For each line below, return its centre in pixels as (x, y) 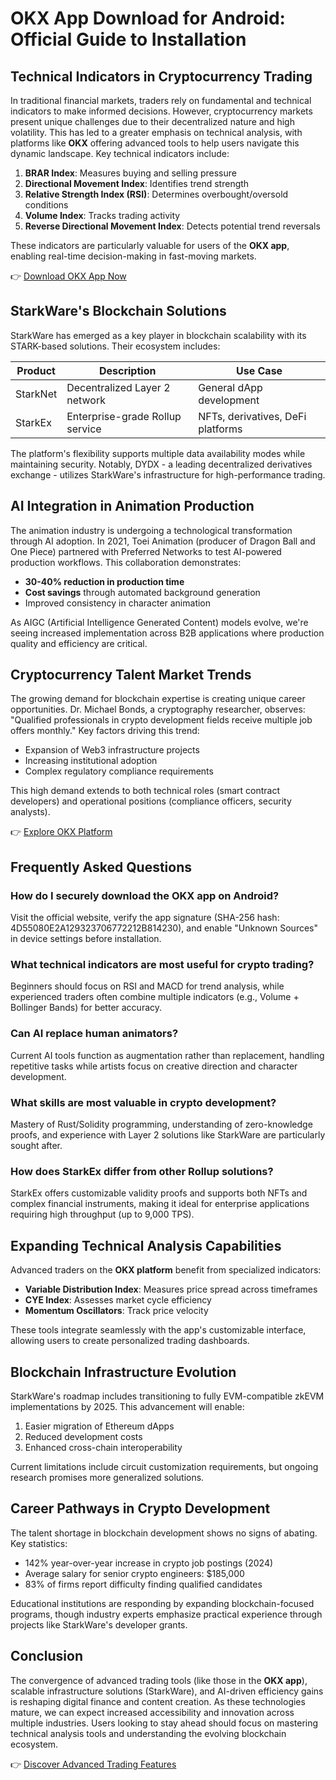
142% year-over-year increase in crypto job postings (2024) (149, 1563)
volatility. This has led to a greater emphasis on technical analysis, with (156, 132)
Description (127, 370)
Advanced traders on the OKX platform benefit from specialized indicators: (166, 1270)
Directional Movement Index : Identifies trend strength (137, 183)
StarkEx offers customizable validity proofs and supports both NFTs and (159, 1193)
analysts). (30, 812)
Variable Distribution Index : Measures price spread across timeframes (171, 1289)
